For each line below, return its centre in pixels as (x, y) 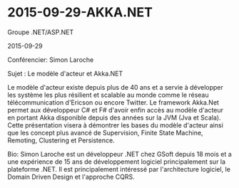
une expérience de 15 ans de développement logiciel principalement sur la (117, 162)
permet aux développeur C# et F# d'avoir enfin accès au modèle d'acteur (115, 110)
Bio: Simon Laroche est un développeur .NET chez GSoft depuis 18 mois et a (119, 154)
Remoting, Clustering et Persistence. (61, 140)
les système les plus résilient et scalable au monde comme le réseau (108, 95)
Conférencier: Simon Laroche (51, 59)
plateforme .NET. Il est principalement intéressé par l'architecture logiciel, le (119, 169)
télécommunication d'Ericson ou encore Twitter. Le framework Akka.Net (113, 102)
